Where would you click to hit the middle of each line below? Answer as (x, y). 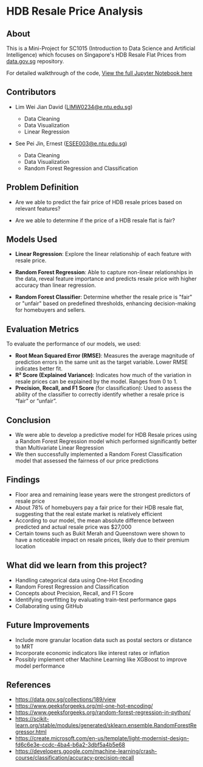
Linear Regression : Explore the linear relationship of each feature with (103, 254)
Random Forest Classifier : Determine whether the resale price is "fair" (104, 297)
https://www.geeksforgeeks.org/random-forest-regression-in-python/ (103, 712)
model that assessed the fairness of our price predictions (87, 461)
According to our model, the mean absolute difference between (95, 520)
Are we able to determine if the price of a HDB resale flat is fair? (95, 220)
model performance (40, 666)
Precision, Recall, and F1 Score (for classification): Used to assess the (103, 388)
